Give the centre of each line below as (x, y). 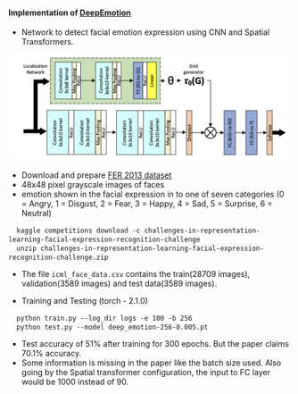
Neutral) (36, 214)
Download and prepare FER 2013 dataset (96, 175)
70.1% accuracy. (51, 354)
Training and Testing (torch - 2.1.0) (85, 301)
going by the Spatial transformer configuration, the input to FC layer (146, 373)
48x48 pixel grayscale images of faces (93, 185)
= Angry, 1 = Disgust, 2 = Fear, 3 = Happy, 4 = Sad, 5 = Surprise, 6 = (147, 204)
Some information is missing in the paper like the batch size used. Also (151, 363)
